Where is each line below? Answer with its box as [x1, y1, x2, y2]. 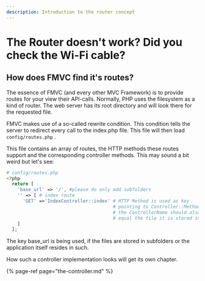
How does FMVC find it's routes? [6, 73, 134, 83]
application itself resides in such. [6, 244, 89, 251]
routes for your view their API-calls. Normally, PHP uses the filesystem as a [6, 95, 195, 103]
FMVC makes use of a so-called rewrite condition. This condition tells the [6, 120, 190, 127]
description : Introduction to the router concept [6, 9, 135, 15]
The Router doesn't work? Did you [6, 35, 183, 49]
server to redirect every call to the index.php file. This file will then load [6, 126, 185, 134]
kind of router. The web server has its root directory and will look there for [6, 101, 192, 109]
